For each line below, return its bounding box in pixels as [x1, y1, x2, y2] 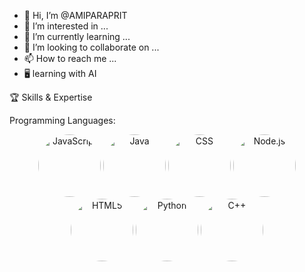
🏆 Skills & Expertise [9, 91, 93, 103]
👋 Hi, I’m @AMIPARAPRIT [23, 10, 128, 21]
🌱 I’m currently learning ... [23, 31, 131, 42]
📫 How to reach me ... [23, 53, 117, 64]
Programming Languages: [9, 115, 116, 126]
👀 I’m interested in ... [23, 20, 109, 32]
